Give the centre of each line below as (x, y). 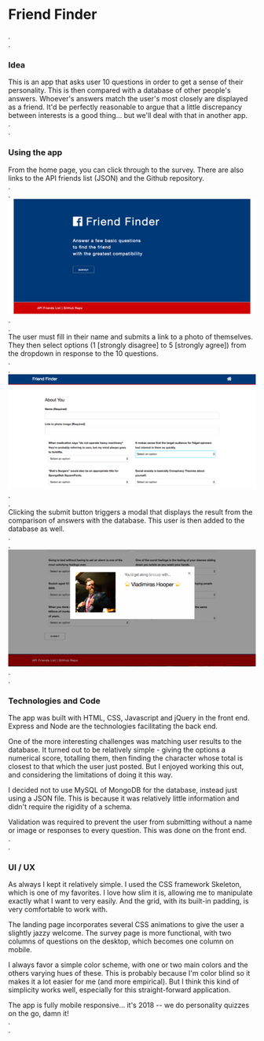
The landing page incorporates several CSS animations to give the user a (126, 925)
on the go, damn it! (38, 1014)
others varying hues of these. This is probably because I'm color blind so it (129, 973)
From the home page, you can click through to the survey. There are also (126, 170)
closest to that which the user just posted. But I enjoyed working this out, (126, 767)
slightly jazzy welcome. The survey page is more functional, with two (120, 933)
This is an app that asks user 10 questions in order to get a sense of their (126, 82)
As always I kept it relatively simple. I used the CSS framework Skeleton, (125, 885)
